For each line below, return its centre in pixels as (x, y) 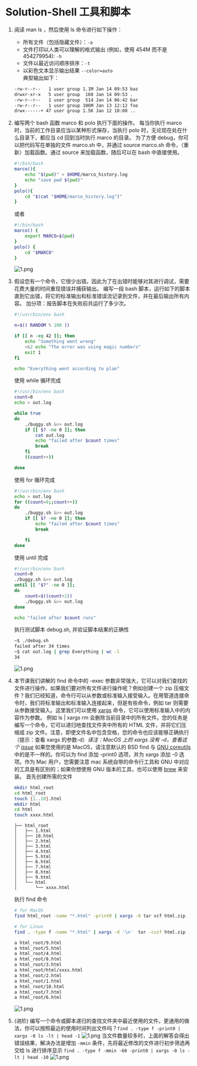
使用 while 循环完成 (37, 380)
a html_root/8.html (38, 959)
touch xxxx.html (34, 815)
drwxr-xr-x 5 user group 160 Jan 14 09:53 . (73, 94)
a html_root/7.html (38, 992)
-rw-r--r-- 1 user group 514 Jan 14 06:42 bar (76, 100)
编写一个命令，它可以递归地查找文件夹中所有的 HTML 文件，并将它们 (98, 725)
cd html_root (30, 793)
